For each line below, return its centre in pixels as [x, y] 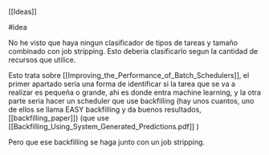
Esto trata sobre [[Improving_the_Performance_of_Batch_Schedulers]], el [129, 75]
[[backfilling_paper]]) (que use [59, 118]
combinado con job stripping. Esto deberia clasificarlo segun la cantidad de [133, 51]
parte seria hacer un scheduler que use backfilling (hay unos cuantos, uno [131, 101]
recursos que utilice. [42, 60]
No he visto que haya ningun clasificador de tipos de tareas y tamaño [123, 43]
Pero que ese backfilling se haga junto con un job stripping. [107, 142]
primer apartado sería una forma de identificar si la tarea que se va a [122, 84]
